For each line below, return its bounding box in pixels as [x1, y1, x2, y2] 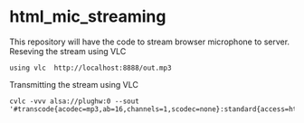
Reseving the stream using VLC [9, 45, 127, 56]
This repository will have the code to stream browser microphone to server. [9, 36, 290, 47]
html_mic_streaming [9, 6, 166, 27]
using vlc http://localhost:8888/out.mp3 [9, 63, 172, 72]
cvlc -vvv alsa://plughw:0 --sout [9, 97, 140, 106]
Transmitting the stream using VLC [9, 79, 138, 90]
